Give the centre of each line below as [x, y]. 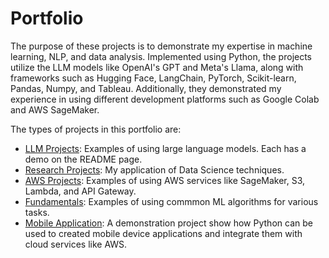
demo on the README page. [83, 159]
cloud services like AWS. [76, 244]
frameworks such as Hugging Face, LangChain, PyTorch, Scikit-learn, [153, 78]
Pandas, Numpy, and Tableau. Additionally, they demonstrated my [146, 88]
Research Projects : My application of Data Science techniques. [154, 169]
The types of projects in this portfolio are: [96, 129]
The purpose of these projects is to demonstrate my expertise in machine [161, 46]
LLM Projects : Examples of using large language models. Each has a [165, 148]
